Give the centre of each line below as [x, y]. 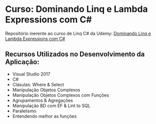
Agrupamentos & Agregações [42, 100]
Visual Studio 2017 [31, 74]
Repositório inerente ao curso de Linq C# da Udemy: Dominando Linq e [78, 33]
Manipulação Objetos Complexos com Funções [61, 95]
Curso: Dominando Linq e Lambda [77, 9]
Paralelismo [24, 111]
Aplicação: [22, 62]
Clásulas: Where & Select [38, 84]
